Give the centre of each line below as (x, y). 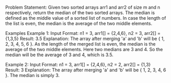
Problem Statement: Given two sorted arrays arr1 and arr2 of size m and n (83, 7)
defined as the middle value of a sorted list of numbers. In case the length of (86, 18)
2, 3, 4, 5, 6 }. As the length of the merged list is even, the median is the (80, 44)
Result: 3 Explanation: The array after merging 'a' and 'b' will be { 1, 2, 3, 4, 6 (86, 70)
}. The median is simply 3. (32, 75)
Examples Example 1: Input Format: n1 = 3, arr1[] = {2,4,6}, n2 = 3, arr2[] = (83, 33)
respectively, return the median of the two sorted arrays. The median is (80, 13)
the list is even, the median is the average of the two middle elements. (79, 23)
